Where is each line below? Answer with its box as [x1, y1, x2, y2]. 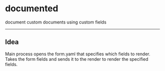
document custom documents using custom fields [5, 19, 107, 25]
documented [5, 3, 58, 14]
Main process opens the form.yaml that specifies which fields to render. [5, 51, 151, 57]
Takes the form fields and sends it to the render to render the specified [5, 56, 148, 62]
